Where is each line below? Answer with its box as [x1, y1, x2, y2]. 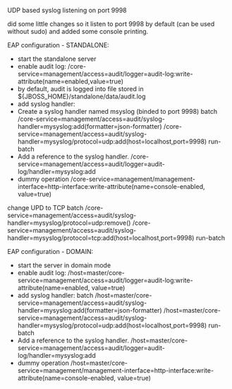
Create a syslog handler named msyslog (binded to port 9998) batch [17, 108, 217, 115]
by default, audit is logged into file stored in [17, 85, 144, 93]
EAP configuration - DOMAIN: [7, 248, 94, 255]
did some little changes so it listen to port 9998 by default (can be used [7, 20, 215, 28]
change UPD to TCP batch [7, 204, 84, 211]
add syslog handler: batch [17, 291, 94, 299]
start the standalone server [17, 54, 97, 63]
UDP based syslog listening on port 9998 [7, 6, 127, 14]
